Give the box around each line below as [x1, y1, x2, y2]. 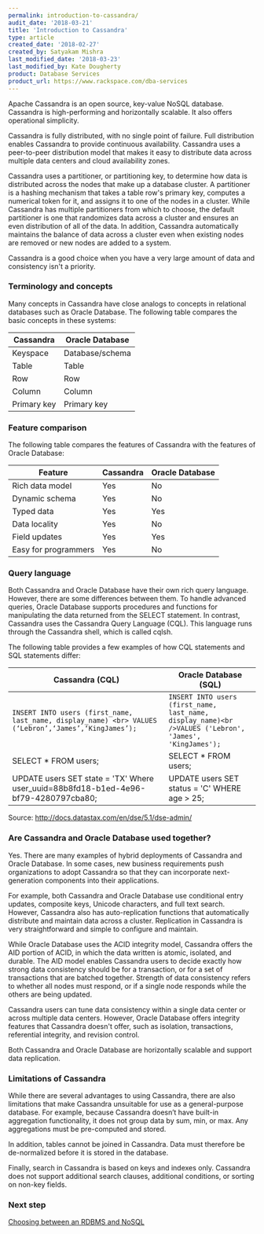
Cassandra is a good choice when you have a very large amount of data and [8, 253, 255, 263]
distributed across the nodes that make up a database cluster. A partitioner [8, 179, 251, 189]
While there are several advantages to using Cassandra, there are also [8, 1090, 236, 1100]
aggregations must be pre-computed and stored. [8, 1124, 167, 1133]
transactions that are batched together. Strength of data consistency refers [8, 972, 251, 982]
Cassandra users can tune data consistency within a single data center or [8, 1004, 246, 1014]
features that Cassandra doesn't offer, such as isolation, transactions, [8, 1021, 233, 1030]
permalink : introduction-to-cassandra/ [8, 11, 139, 20]
